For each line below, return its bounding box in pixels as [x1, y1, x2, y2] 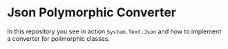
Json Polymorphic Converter [7, 5, 177, 20]
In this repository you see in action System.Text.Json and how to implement [7, 27, 222, 35]
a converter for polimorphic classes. [7, 34, 111, 42]
